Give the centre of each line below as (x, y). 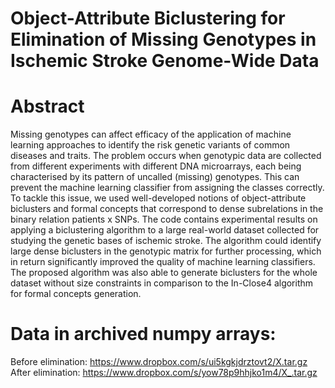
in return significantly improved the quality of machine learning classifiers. (163, 262)
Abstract (47, 106)
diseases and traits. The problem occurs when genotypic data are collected (166, 156)
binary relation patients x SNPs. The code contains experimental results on (164, 219)
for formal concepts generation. (76, 294)
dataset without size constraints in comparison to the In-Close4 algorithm (162, 283)
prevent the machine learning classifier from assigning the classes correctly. (167, 188)
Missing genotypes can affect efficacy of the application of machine (151, 134)
